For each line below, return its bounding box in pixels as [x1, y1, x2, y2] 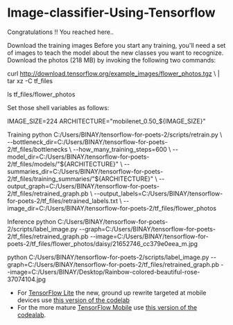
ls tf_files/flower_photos [7, 90, 76, 98]
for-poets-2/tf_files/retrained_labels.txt [7, 196, 119, 205]
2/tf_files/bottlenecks [7, 145, 68, 153]
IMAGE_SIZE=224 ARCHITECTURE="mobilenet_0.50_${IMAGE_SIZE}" [7, 116, 206, 125]
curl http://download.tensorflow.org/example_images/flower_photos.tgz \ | [7, 69, 220, 78]
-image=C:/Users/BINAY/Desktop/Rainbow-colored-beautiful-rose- [7, 267, 200, 276]
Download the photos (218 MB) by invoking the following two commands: [7, 55, 216, 64]
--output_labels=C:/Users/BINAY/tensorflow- [94, 189, 223, 197]
